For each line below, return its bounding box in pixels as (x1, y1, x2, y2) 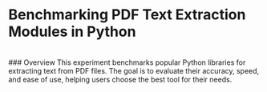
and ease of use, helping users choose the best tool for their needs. (8, 74, 233, 84)
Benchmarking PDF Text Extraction (8, 6, 246, 24)
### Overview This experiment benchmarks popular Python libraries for (8, 58, 246, 67)
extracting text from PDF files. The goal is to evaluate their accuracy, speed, (8, 66, 260, 75)
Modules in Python (8, 22, 136, 41)
